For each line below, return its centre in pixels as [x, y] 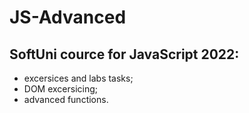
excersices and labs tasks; [78, 78]
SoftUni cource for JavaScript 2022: [124, 54]
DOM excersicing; [61, 89]
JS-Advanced [68, 17]
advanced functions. [66, 99]
